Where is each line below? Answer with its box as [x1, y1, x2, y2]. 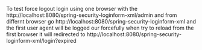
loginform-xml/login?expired [6, 37, 77, 44]
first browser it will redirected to [6, 31, 86, 38]
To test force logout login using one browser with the [6, 5, 137, 12]
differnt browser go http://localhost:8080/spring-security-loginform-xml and [6, 18, 197, 25]
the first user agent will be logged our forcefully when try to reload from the [6, 24, 194, 31]
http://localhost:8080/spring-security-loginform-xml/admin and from [6, 11, 177, 19]
